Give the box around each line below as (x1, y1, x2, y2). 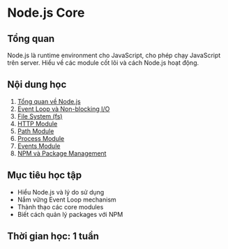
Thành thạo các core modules (17, 202, 104, 211)
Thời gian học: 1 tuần (7, 230, 100, 242)
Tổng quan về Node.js (17, 97, 82, 105)
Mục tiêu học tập (7, 169, 82, 181)
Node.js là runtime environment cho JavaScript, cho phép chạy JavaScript (7, 51, 221, 59)
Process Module (17, 134, 65, 142)
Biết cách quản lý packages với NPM (17, 210, 123, 218)
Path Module (17, 127, 54, 135)
